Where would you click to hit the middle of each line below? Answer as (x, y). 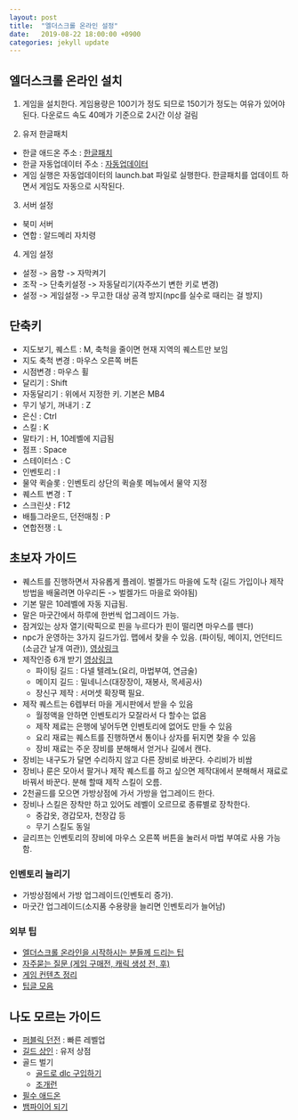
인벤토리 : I (41, 471)
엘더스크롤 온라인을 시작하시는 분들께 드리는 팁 (103, 952)
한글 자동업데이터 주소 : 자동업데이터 (85, 164)
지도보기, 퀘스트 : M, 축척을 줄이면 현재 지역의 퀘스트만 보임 (125, 349)
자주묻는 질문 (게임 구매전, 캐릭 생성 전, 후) (96, 964)
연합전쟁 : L (42, 527)
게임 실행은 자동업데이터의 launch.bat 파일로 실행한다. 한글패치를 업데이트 (151, 176)
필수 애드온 (41, 1096)
